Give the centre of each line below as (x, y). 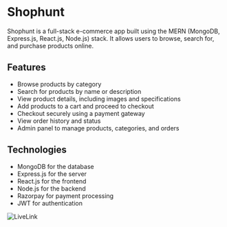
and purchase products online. (51, 46)
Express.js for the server (52, 174)
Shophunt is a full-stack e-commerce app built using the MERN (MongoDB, (113, 31)
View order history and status (59, 121)
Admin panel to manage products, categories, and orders (98, 128)
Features (26, 67)
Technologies (37, 150)
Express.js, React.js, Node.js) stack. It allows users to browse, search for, (111, 38)
